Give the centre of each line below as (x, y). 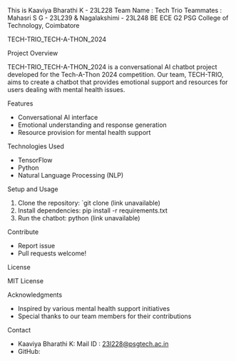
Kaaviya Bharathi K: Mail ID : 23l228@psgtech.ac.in (93, 344)
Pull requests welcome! (52, 253)
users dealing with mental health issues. (66, 90)
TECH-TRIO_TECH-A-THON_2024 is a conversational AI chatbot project (112, 67)
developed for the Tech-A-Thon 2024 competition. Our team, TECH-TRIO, (116, 75)
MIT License (26, 281)
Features (20, 103)
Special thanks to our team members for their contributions (104, 316)
